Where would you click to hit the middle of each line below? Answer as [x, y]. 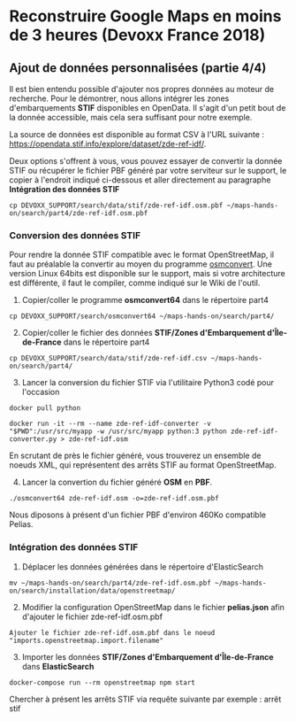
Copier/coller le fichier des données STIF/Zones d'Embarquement [144, 333]
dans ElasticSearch [58, 666]
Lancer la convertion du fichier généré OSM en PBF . [117, 482]
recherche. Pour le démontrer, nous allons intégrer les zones [119, 98]
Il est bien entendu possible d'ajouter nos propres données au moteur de [142, 89]
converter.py [33, 439]
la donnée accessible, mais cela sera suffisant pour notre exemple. [131, 117]
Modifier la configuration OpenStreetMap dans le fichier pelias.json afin [153, 607]
